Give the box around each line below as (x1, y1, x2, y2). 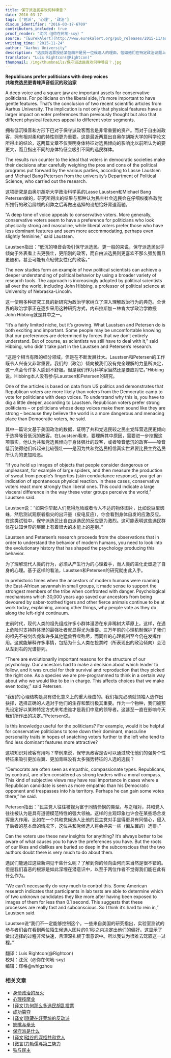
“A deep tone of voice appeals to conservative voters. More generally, (5, 212, 152, 218)
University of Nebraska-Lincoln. (5, 288, 72, 294)
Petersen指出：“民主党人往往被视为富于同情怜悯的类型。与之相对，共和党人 (5, 804, 164, 810)
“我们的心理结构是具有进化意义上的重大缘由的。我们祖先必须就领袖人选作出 (5, 694, 164, 700)
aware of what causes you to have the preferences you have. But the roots (5, 838, 162, 845)
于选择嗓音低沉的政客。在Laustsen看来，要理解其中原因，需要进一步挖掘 (5, 432, 158, 439)
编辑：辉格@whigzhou (5, 963, 52, 969)
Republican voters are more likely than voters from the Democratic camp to (5, 389, 163, 395)
